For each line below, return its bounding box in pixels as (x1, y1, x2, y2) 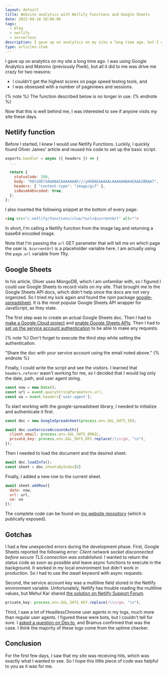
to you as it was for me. (5, 663, 53, 669)
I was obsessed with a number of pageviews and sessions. (12, 83, 133, 90)
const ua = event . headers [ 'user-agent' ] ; (5, 394, 92, 399)
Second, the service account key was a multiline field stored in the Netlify (5, 579, 156, 586)
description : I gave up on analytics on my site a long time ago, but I (5, 40, 159, 45)
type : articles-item (5, 44, 48, 49)
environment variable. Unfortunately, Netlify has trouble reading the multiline (5, 585, 162, 591)
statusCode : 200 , (14, 174, 50, 179)
